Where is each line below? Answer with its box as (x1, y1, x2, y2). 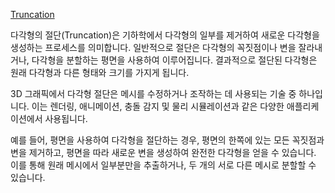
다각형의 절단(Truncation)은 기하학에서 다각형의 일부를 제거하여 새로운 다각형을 (10, 29, 320, 41)
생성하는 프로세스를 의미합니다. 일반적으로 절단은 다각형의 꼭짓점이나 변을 (10, 42, 297, 53)
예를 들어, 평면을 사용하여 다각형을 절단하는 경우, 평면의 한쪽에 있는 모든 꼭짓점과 (10, 134, 325, 146)
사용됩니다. (44, 113, 88, 124)
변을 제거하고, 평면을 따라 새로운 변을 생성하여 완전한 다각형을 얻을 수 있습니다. (10, 147, 317, 158)
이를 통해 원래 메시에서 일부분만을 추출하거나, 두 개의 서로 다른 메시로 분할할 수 (10, 159, 317, 171)
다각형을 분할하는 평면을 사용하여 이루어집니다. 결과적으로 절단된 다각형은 (31, 54, 318, 66)
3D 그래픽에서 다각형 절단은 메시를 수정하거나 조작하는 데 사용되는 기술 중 (10, 88, 297, 99)
